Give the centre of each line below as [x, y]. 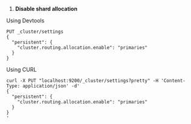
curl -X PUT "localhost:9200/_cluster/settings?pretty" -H [82, 81]
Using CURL [22, 70]
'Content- [173, 81]
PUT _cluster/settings [35, 32]
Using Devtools [25, 20]
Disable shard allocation [46, 9]
